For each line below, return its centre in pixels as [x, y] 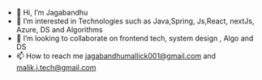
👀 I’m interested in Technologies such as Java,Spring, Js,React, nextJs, [135, 21]
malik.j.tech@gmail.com [56, 67]
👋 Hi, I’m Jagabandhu [52, 13]
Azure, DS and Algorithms [59, 29]
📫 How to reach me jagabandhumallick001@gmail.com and [116, 56]
